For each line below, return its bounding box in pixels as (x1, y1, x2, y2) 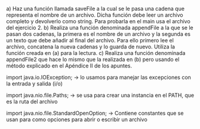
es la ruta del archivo (6, 98, 58, 105)
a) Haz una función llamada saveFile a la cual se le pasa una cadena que (6, 5, 185, 12)
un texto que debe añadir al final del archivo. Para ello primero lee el (6, 37, 174, 44)
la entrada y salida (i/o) (6, 80, 63, 87)
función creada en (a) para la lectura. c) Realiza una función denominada (6, 50, 186, 56)
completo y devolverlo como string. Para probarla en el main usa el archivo (6, 18, 191, 24)
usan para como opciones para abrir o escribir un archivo (6, 116, 147, 123)
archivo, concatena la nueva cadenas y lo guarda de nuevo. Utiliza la (6, 43, 175, 50)
